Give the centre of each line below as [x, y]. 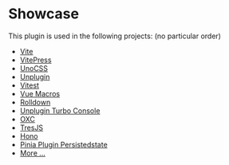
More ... [33, 153]
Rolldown [35, 102]
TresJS [32, 128]
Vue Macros [40, 93]
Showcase [44, 14]
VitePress [36, 60]
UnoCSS [34, 68]
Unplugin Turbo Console [60, 110]
